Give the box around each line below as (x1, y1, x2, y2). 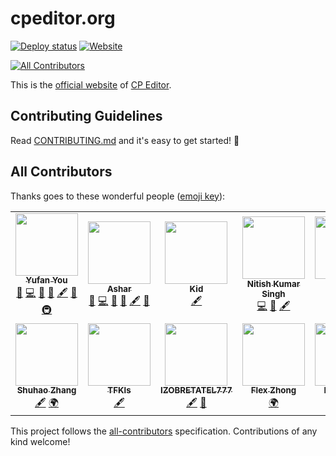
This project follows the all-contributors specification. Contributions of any (10, 425, 318, 437)
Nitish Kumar (246, 278, 301, 290)
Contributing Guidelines (10, 108, 163, 125)
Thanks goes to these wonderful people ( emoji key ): (10, 190, 226, 202)
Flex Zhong (250, 385, 297, 396)
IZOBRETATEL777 (160, 385, 233, 396)
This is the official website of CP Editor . (10, 78, 172, 91)
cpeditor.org (10, 7, 116, 30)
